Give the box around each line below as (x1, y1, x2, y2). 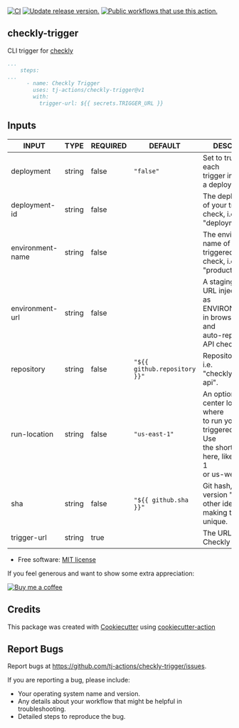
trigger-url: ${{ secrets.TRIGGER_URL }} (38, 100, 164, 107)
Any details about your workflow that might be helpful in (17, 697, 183, 706)
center (202, 398, 225, 408)
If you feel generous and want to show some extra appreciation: (7, 569, 195, 578)
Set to (202, 153, 223, 163)
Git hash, (202, 481, 233, 491)
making (202, 507, 228, 517)
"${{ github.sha (134, 496, 189, 504)
